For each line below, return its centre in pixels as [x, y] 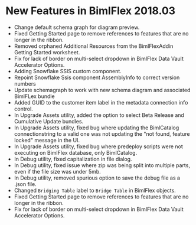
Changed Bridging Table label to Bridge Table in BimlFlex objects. [95, 190]
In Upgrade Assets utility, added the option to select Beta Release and [99, 115]
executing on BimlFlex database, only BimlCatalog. [76, 152]
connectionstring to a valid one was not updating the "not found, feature [102, 133]
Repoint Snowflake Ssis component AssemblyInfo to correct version [97, 77]
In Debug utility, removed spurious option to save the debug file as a [97, 178]
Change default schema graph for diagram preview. [77, 27]
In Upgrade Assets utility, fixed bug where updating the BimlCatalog [97, 128]
